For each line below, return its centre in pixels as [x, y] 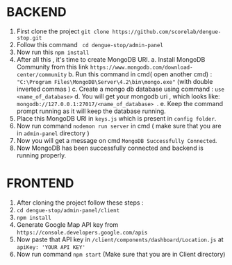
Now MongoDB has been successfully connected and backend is [110, 148]
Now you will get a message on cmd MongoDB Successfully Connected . [117, 140]
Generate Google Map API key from [67, 224]
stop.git [29, 38]
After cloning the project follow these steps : [80, 203]
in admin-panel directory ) [53, 133]
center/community [42, 75]
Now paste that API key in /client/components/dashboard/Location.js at [120, 239]
